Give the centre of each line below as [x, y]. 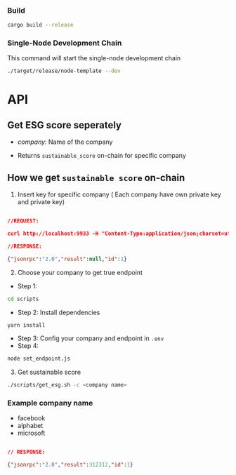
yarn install [26, 325]
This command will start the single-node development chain [94, 58]
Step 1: [27, 286]
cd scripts [23, 299]
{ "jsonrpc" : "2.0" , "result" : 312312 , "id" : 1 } [70, 465]
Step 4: [28, 346]
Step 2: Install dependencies [59, 312]
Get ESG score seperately [64, 125]
